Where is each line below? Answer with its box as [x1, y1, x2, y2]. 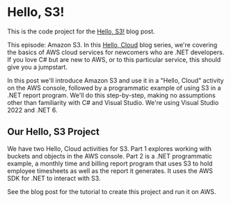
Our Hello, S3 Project [7, 126, 99, 138]
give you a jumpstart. [7, 63, 68, 71]
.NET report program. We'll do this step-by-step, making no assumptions [7, 91, 216, 99]
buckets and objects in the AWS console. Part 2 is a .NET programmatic [7, 152, 213, 160]
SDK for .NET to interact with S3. [7, 174, 101, 182]
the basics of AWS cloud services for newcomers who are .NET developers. [7, 48, 225, 56]
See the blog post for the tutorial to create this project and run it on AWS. [7, 187, 216, 195]
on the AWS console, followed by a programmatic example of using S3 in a [7, 83, 221, 92]
